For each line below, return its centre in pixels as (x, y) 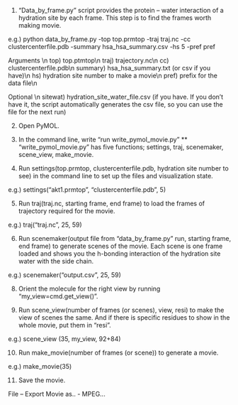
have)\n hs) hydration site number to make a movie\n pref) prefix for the (113, 75)
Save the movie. (42, 380)
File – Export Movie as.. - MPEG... (57, 394)
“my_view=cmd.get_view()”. (58, 296)
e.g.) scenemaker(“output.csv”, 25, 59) (64, 275)
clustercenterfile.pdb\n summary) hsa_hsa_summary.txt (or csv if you (109, 68)
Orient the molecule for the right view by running (89, 288)
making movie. (40, 25)
